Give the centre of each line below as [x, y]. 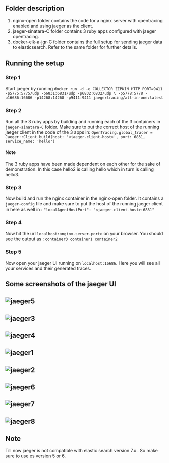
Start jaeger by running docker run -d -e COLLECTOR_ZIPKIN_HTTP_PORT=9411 [84, 88]
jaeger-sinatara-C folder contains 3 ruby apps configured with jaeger [84, 31]
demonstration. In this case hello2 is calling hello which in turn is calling [79, 169]
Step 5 [13, 252]
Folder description [35, 8]
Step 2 [13, 111]
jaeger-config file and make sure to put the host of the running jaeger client [84, 204]
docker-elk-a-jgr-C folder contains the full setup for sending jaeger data [88, 42]
